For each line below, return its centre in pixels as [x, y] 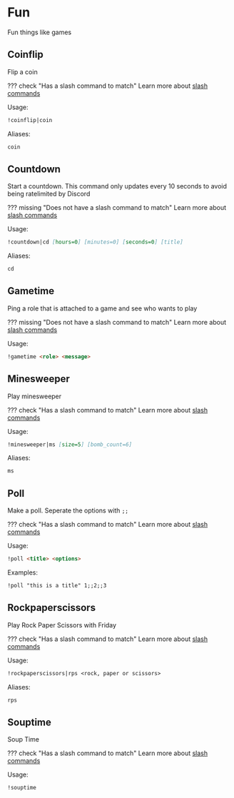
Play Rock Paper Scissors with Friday [62, 625]
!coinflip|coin [30, 120]
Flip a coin [22, 71]
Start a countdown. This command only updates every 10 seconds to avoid [117, 186]
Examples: [22, 572]
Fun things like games [40, 32]
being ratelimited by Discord [49, 194]
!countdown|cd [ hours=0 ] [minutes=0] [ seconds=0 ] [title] [95, 242]
